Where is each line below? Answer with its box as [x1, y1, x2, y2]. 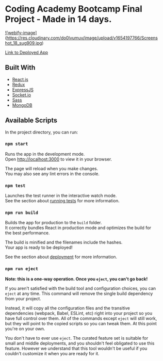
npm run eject [5, 266, 38, 272]
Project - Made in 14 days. [5, 14, 112, 25]
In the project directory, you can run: [5, 129, 78, 135]
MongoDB [12, 102, 33, 108]
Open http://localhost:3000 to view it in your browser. [5, 156, 113, 162]
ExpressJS [12, 86, 34, 93]
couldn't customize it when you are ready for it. [5, 350, 99, 356]
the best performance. [5, 230, 50, 236]
